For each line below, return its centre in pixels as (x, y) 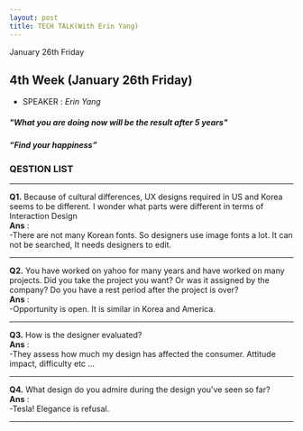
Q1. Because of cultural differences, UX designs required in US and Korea (146, 197)
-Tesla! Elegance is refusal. (60, 409)
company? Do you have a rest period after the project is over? (124, 290)
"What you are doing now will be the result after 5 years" (119, 122)
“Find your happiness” (53, 145)
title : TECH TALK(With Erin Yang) (74, 26)
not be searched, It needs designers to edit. (91, 245)
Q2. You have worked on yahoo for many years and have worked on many (147, 271)
